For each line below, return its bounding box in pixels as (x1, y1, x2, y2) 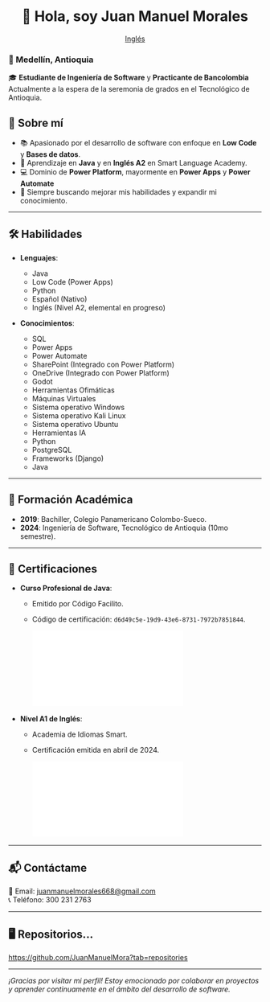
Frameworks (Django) (31, 454, 104, 463)
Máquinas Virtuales (31, 393, 96, 403)
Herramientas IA (31, 428, 87, 437)
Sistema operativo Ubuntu (31, 419, 119, 429)
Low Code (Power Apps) (31, 277, 114, 286)
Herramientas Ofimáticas (31, 385, 115, 395)
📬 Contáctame (8, 860, 87, 875)
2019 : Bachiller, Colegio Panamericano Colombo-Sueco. (19, 514, 207, 524)
